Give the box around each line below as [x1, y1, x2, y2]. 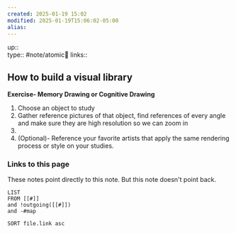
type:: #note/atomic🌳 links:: [7, 50, 88, 59]
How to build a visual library [7, 71, 133, 83]
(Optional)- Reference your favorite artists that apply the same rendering [17, 134, 230, 143]
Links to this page [7, 159, 69, 169]
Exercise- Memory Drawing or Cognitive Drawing [7, 90, 155, 99]
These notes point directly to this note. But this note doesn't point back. [7, 175, 216, 184]
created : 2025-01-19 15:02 [7, 10, 87, 18]
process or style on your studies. [17, 141, 114, 150]
